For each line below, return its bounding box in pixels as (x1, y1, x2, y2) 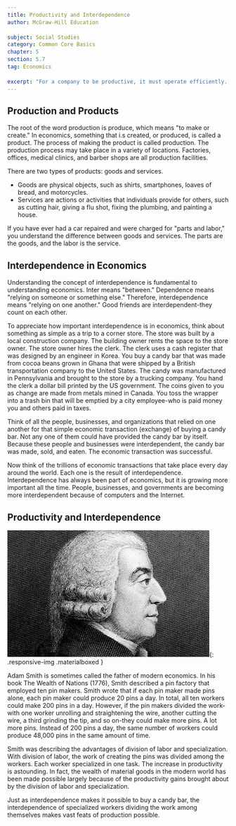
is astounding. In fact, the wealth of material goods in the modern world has (7, 767, 226, 775)
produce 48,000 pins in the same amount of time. (7, 731, 151, 740)
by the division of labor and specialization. (7, 782, 130, 790)
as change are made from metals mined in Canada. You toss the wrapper (7, 389, 219, 397)
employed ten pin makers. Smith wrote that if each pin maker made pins (7, 686, 216, 695)
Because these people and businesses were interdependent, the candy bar (7, 440, 225, 449)
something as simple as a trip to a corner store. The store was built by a (7, 329, 215, 337)
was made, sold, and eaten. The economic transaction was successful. (7, 447, 213, 456)
